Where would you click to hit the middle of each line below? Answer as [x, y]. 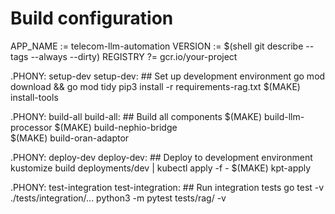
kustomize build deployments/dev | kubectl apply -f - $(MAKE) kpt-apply [161, 168]
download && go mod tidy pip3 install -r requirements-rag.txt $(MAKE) [155, 86]
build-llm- [284, 116]
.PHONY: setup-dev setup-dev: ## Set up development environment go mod [168, 76]
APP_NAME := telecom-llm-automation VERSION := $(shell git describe [157, 46]
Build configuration [92, 18]
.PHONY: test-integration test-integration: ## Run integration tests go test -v [167, 187]
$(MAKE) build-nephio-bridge [116, 127]
